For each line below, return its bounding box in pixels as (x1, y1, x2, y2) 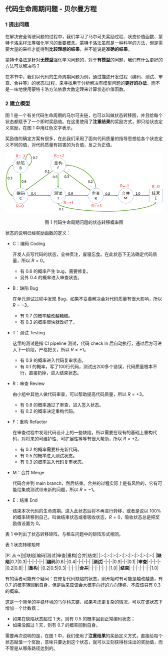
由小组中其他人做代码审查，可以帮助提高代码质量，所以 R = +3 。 (12, 391, 146, 398)
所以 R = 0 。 (21, 257, 47, 264)
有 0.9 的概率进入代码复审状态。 (19, 357, 86, 363)
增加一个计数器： (5, 605, 40, 611)
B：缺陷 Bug (12, 285, 38, 291)
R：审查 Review (12, 380, 45, 386)
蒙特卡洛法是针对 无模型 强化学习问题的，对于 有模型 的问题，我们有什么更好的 (5, 57, 163, 63)
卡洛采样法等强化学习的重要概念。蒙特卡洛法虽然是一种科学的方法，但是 (9, 40, 158, 46)
